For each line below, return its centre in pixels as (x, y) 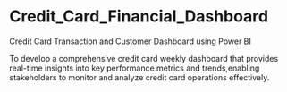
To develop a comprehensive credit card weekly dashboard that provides (144, 58)
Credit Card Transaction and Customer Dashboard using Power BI (131, 41)
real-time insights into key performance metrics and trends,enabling (135, 68)
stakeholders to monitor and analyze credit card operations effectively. (139, 77)
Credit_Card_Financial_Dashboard (139, 17)
